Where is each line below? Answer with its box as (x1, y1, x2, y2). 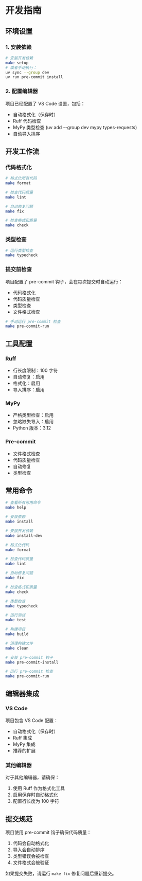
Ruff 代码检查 (12, 118, 41, 124)
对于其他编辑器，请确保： (5, 775, 60, 781)
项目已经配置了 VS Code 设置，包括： (5, 100, 85, 106)
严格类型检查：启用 (12, 412, 54, 418)
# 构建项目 (5, 627, 26, 632)
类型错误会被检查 (12, 853, 49, 859)
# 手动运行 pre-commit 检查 (5, 319, 61, 324)
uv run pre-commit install (5, 75, 63, 80)
